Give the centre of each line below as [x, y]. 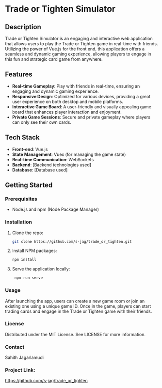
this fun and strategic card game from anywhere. [54, 59]
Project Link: [20, 370]
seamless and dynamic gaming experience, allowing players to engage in [78, 54]
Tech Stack [22, 138]
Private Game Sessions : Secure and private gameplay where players [81, 117]
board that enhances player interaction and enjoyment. [67, 112]
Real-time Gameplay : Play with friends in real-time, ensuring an [76, 86]
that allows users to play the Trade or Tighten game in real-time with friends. [81, 44]
